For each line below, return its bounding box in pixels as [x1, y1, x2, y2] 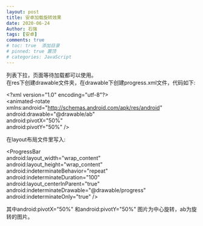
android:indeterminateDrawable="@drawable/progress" [6, 186, 147, 194]
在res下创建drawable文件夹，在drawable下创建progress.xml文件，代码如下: [6, 79, 196, 86]
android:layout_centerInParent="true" [6, 180, 100, 187]
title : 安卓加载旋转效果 [6, 15, 62, 21]
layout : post [6, 8, 39, 15]
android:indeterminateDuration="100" [6, 173, 100, 181]
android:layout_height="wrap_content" [6, 161, 103, 168]
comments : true [6, 37, 45, 43]
